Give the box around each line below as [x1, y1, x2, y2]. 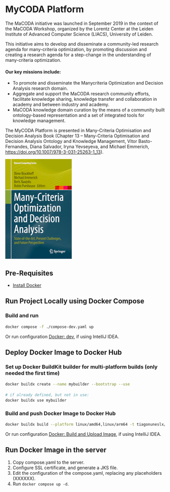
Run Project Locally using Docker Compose [5, 297, 145, 306]
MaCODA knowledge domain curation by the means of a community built [12, 107, 165, 113]
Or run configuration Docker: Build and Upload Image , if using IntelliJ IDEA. [5, 431, 162, 437]
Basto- [138, 138, 153, 144]
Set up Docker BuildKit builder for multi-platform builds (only [5, 363, 158, 370]
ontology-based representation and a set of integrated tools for [12, 112, 145, 119]
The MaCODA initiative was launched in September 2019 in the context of [5, 20, 158, 26]
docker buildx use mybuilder [5, 398, 67, 403]
